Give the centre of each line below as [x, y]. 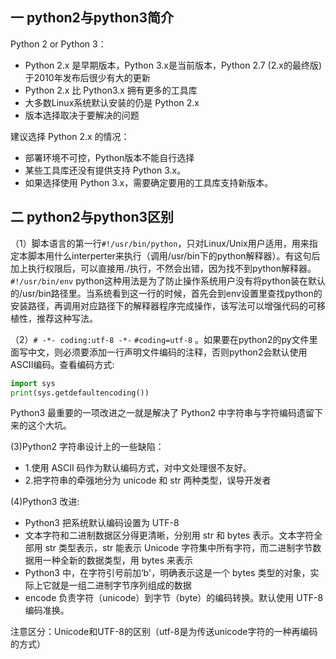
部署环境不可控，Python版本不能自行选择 [109, 157]
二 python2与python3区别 [92, 217]
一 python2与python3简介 [92, 18]
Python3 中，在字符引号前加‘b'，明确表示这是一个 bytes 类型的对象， [167, 573]
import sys [33, 383]
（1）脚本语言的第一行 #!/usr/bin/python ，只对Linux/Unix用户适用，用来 [160, 243]
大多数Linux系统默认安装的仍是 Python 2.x [112, 102]
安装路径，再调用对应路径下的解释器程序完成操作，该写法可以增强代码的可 [163, 305]
